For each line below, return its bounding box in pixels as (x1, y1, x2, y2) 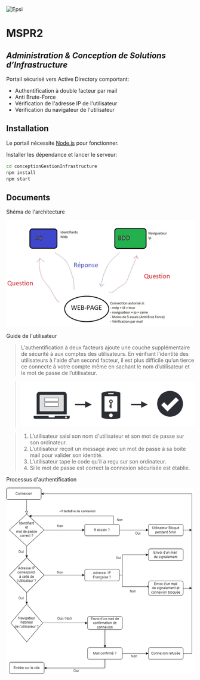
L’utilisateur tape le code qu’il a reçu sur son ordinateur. (29, 458, 167, 465)
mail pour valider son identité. (29, 452, 103, 459)
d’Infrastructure (6, 60, 68, 70)
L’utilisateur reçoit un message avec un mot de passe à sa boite (29, 445, 186, 452)
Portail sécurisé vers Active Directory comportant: (6, 75, 130, 83)
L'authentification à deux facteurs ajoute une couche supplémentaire (20, 344, 190, 351)
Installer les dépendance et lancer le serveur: (6, 151, 118, 158)
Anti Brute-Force (14, 93, 56, 100)
